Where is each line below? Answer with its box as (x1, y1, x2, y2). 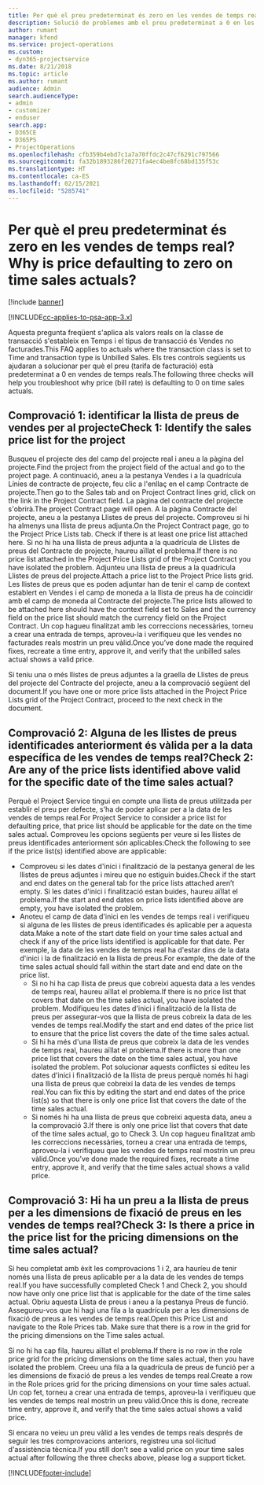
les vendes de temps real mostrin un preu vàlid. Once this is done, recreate (8, 1396, 249, 1405)
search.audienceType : (8, 92, 79, 100)
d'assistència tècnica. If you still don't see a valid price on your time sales (8, 1445, 245, 1454)
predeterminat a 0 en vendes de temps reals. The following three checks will (8, 369, 254, 378)
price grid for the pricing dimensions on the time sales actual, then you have (8, 1354, 255, 1363)
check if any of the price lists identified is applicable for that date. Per (19, 937, 245, 946)
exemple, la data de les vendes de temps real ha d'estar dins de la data (19, 945, 250, 955)
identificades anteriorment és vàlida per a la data (8, 739, 254, 752)
